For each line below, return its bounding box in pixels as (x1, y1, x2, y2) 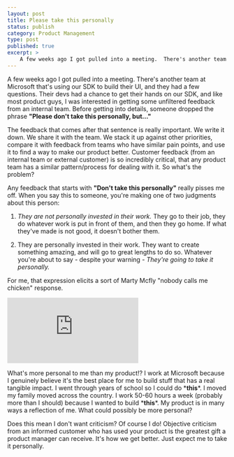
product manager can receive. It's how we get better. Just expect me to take (7, 434, 228, 442)
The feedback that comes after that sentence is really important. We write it (7, 125, 225, 133)
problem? (7, 170, 35, 178)
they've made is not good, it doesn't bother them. (17, 226, 160, 235)
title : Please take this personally (7, 17, 114, 24)
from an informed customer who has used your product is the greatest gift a (7, 427, 226, 435)
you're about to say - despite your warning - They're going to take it (17, 255, 214, 263)
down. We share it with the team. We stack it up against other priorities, (7, 133, 213, 141)
